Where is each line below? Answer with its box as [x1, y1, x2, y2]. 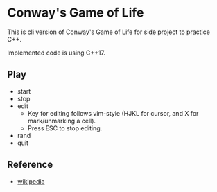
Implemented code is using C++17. [7, 49, 106, 57]
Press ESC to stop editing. [27, 123, 103, 132]
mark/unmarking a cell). [27, 116, 96, 125]
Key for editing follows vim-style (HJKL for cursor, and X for [27, 109, 199, 117]
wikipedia [17, 177, 45, 185]
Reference [7, 159, 53, 171]
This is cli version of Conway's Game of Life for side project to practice [7, 28, 210, 36]
